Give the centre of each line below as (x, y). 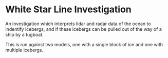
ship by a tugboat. (24, 34)
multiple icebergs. (24, 50)
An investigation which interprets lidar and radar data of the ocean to (78, 24)
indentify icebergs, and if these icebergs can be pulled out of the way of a (83, 29)
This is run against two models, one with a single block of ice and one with (84, 44)
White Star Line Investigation (69, 9)
